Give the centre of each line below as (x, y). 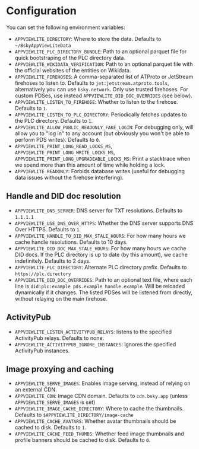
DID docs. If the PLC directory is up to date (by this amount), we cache (101, 254)
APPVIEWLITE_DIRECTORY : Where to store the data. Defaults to (88, 39)
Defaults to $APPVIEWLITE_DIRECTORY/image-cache (74, 415)
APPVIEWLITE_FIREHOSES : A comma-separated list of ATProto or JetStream (104, 77)
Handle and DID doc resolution (64, 196)
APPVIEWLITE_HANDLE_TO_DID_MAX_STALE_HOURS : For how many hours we (100, 235)
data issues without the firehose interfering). (69, 177)
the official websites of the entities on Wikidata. (73, 70)
